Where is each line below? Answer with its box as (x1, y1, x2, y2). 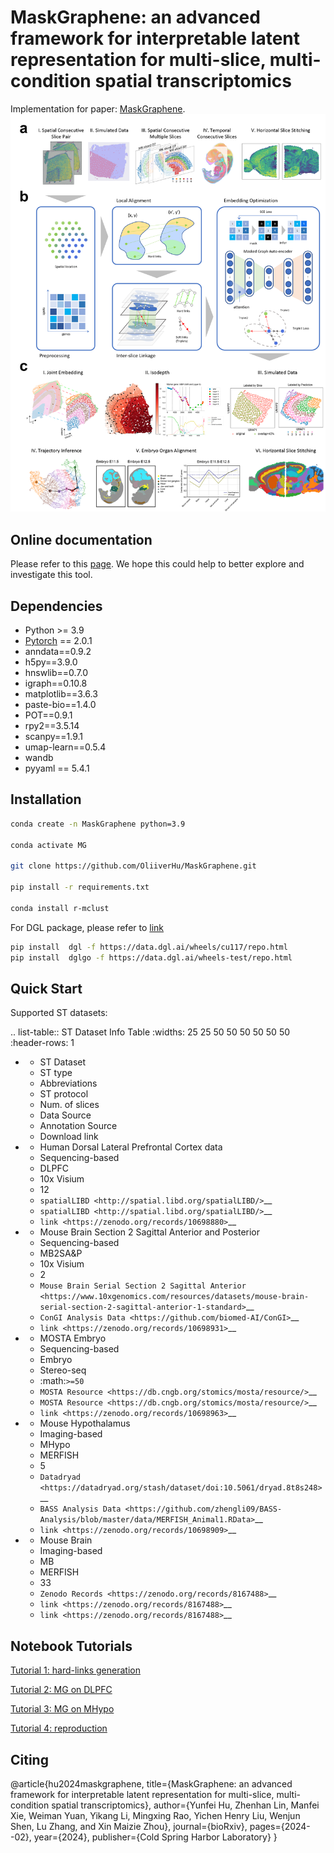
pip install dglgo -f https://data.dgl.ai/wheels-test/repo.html (10, 952, 293, 963)
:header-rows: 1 (10, 1037, 75, 1049)
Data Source (39, 1109, 92, 1121)
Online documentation (10, 531, 153, 548)
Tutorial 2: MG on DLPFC (10, 1684, 113, 1696)
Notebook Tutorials (10, 1637, 133, 1655)
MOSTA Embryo (39, 1332, 107, 1345)
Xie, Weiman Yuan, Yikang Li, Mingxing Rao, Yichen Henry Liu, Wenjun (10, 1809, 301, 1821)
